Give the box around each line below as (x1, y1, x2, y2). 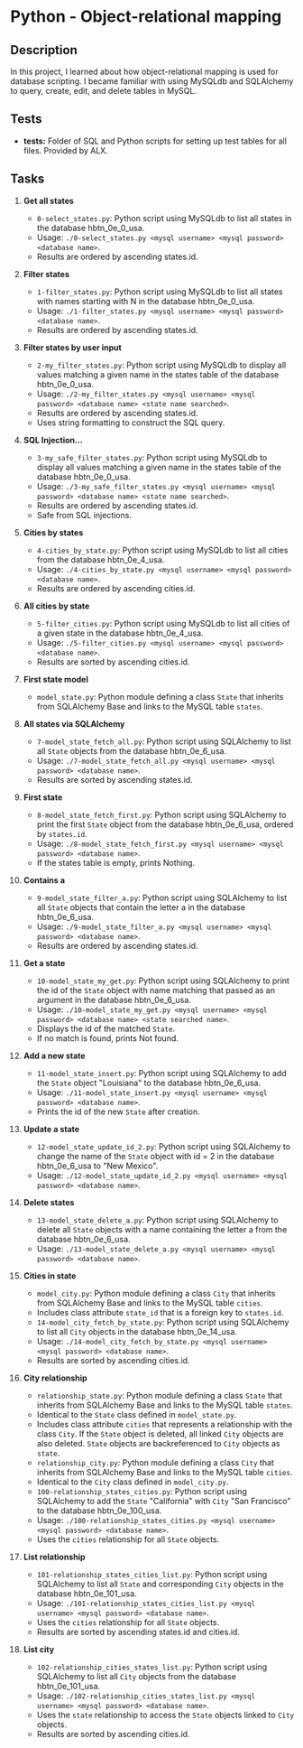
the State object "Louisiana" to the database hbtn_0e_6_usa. (36, 1077, 261, 1088)
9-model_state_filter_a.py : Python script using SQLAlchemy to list (36, 892, 288, 903)
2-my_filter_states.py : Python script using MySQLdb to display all (36, 359, 287, 370)
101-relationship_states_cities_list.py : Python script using (36, 1568, 268, 1579)
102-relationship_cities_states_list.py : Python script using (36, 1661, 268, 1672)
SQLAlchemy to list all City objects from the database (36, 1670, 237, 1681)
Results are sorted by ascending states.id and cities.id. (36, 1626, 240, 1637)
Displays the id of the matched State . (36, 1023, 175, 1034)
